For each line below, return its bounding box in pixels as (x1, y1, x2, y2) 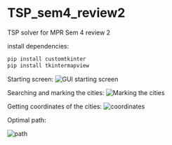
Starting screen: (7, 75, 54, 83)
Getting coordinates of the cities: (7, 102, 102, 111)
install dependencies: (7, 42, 69, 50)
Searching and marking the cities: (7, 88, 105, 96)
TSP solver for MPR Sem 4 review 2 (7, 28, 111, 37)
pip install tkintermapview (7, 62, 90, 69)
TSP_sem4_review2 (7, 5, 126, 21)
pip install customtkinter (7, 55, 86, 63)
